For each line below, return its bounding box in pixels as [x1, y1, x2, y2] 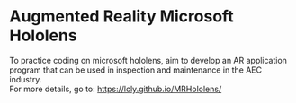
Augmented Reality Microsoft [9, 6, 234, 27]
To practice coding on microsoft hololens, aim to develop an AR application [9, 55, 288, 65]
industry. [9, 73, 42, 84]
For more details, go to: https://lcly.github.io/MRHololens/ [9, 83, 222, 94]
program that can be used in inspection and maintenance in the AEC [9, 64, 263, 75]
